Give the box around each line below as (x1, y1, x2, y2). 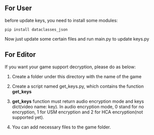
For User (5, 4, 32, 13)
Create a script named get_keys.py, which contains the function (12, 83, 144, 89)
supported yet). (12, 114, 45, 120)
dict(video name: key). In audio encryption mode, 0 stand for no (12, 103, 144, 109)
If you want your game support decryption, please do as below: (5, 64, 136, 70)
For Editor (5, 50, 36, 59)
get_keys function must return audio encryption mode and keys (12, 98, 144, 104)
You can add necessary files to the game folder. (12, 124, 111, 130)
